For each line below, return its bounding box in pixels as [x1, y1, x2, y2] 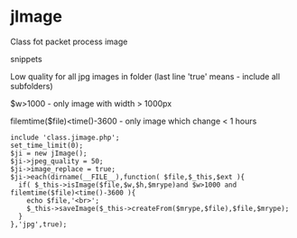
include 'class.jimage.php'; [10, 133, 120, 142]
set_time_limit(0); [10, 141, 84, 150]
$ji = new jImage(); [10, 149, 88, 158]
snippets [10, 53, 43, 64]
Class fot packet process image [10, 36, 128, 47]
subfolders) [10, 80, 53, 91]
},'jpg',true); [10, 219, 68, 229]
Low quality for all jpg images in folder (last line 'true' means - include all [10, 70, 281, 82]
